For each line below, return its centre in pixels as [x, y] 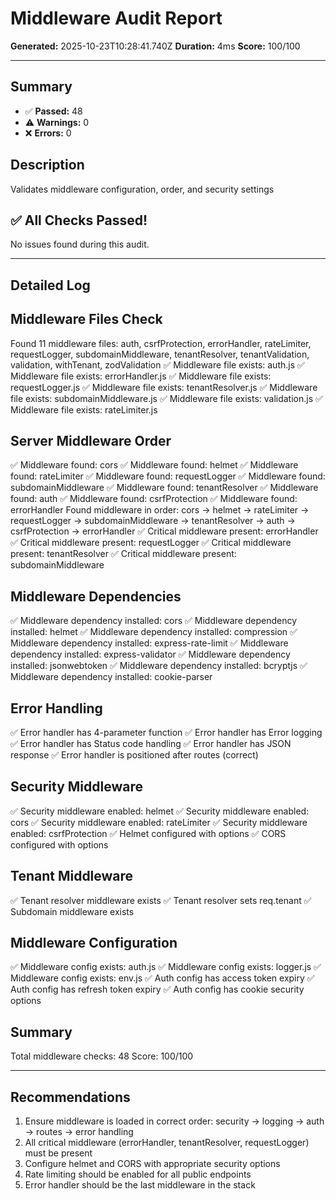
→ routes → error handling [79, 1132]
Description [47, 165]
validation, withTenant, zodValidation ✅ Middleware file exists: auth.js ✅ [157, 364]
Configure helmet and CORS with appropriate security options [152, 1164]
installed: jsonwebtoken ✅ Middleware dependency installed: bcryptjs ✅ [159, 666]
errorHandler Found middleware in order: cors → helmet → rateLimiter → [160, 510]
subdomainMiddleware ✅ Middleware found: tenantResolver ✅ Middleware [164, 488]
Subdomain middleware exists [72, 911]
